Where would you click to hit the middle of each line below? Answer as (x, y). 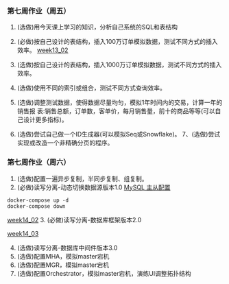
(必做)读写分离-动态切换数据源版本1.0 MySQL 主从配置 (94, 187)
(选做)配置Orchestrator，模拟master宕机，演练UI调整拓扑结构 (104, 273)
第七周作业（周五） (39, 10)
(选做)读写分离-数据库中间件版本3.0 (67, 248)
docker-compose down (37, 206)
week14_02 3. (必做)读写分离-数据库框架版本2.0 (74, 220)
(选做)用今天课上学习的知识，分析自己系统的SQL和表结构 (97, 27)
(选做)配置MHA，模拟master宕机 (63, 256)
